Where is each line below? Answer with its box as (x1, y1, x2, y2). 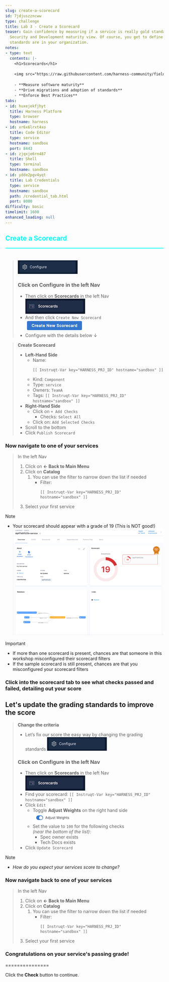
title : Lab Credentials (10, 177, 59, 183)
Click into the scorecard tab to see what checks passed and (5, 679, 154, 686)
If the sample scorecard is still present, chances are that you (12, 661, 138, 667)
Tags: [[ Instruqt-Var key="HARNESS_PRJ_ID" (32, 392, 127, 398)
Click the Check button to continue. (5, 971, 79, 977)
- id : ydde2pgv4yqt (5, 172, 46, 177)
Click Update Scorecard (25, 845, 73, 851)
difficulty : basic (5, 204, 44, 210)
